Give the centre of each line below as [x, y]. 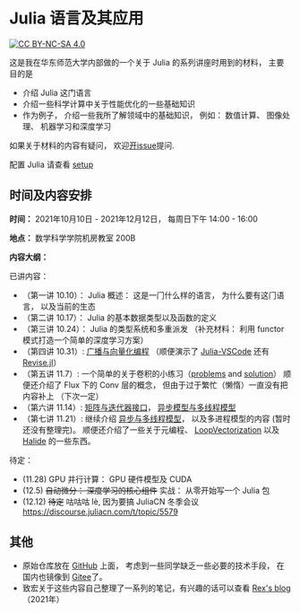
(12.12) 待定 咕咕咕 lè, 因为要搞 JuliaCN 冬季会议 [111, 501]
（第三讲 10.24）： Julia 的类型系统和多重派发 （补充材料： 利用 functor [153, 328]
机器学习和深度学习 [76, 126]
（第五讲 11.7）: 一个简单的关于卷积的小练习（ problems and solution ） [152, 373]
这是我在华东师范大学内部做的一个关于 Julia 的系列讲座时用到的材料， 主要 [147, 62]
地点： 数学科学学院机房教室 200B [73, 238]
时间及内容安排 [51, 195]
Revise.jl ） [42, 362]
